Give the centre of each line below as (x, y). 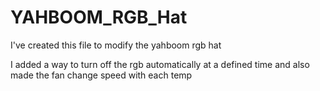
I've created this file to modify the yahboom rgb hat (116, 45)
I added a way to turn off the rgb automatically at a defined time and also (160, 64)
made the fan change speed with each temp (101, 75)
